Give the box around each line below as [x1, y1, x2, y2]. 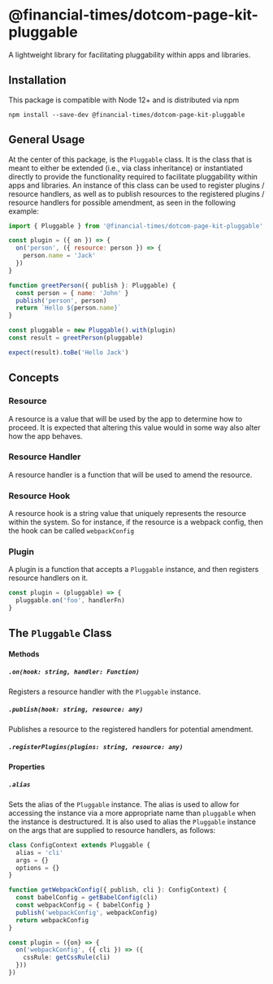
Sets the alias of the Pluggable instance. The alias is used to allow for [8, 799, 240, 809]
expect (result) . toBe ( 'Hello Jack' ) [8, 348, 129, 357]
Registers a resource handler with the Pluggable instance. [8, 687, 201, 696]
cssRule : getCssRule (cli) [23, 953, 111, 962]
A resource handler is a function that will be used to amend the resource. [8, 470, 253, 479]
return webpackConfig [15, 916, 89, 924]
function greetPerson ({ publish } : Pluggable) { [8, 281, 176, 289]
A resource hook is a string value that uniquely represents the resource [8, 509, 246, 518]
